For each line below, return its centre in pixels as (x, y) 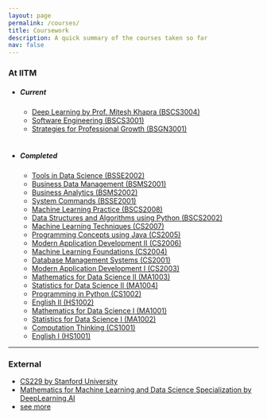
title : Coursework (39, 30)
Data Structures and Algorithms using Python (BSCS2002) (127, 217)
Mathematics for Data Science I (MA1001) (99, 310)
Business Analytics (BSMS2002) (85, 192)
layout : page (30, 16)
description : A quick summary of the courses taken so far (108, 38)
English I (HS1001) (61, 336)
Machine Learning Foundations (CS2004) (99, 251)
